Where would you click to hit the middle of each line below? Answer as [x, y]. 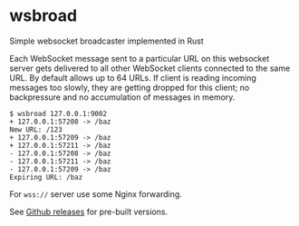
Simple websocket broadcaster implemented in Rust [106, 41]
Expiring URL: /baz [46, 177]
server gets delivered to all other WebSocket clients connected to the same [150, 68]
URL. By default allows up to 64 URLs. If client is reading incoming [133, 77]
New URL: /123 [36, 129]
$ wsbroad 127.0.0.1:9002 [58, 113]
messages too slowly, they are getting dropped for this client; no [130, 87]
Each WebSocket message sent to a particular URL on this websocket [140, 58]
